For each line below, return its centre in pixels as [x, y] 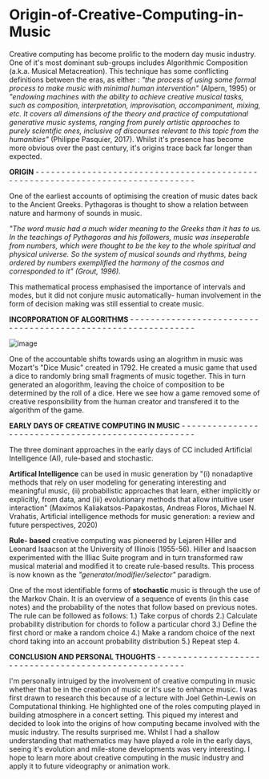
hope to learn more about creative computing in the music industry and [126, 757]
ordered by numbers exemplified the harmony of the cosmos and [117, 262]
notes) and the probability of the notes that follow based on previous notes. [133, 607]
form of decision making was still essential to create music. [106, 303]
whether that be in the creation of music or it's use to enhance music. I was [133, 689]
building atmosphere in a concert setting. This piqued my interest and [124, 715]
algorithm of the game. [47, 410]
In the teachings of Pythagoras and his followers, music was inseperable [130, 237]
